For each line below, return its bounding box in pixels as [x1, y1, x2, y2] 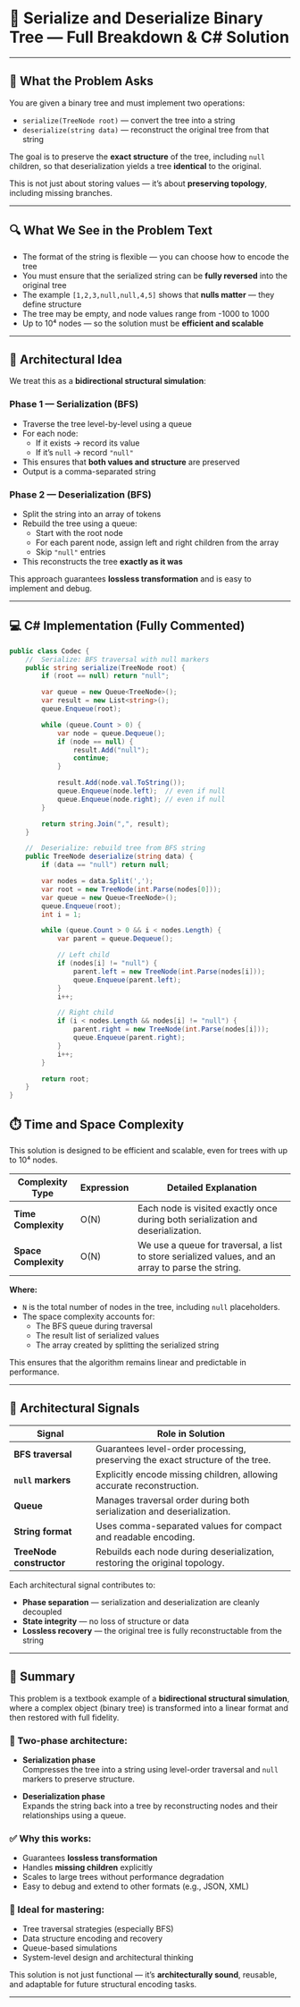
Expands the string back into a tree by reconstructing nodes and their [21, 1800, 279, 1811]
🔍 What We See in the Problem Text [9, 223, 212, 238]
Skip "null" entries [35, 546, 106, 557]
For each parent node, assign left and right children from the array [35, 537, 279, 548]
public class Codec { [9, 646, 90, 656]
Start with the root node [35, 527, 123, 538]
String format [13, 1525, 72, 1537]
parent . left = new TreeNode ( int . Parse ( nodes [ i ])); [72, 966, 266, 976]
